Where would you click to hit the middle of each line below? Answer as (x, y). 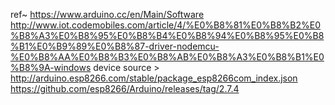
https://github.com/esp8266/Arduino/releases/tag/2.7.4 (125, 88)
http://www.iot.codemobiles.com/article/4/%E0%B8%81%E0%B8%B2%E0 (166, 25)
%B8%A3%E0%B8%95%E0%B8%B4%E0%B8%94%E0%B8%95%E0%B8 (167, 35)
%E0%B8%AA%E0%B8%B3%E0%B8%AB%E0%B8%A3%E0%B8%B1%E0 (167, 57)
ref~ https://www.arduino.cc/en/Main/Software (107, 14)
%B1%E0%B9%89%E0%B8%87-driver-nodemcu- (115, 46)
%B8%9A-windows (51, 67)
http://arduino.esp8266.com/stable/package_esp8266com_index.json (154, 78)
